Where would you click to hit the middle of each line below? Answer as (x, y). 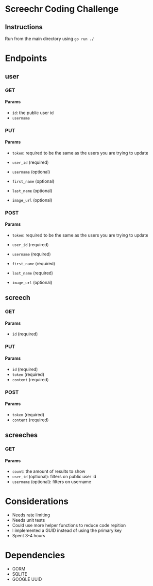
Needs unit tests (28, 520)
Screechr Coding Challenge (62, 9)
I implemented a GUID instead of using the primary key (67, 530)
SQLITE (20, 574)
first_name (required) (34, 263)
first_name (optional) (33, 181)
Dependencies (35, 556)
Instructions (24, 27)
